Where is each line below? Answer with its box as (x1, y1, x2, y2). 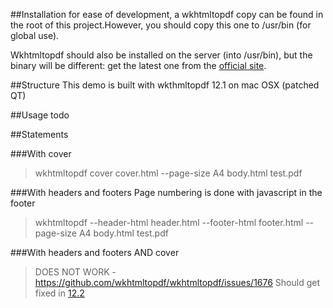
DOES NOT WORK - (34, 266, 117, 278)
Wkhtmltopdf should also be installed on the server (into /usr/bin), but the (10, 49, 313, 61)
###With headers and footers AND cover (10, 247, 180, 258)
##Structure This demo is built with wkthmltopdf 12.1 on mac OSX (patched (10, 79, 320, 91)
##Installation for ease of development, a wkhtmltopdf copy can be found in (10, 9, 324, 20)
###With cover (10, 148, 72, 159)
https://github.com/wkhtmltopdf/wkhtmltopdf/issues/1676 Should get (34, 277, 320, 288)
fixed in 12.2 (34, 287, 85, 299)
